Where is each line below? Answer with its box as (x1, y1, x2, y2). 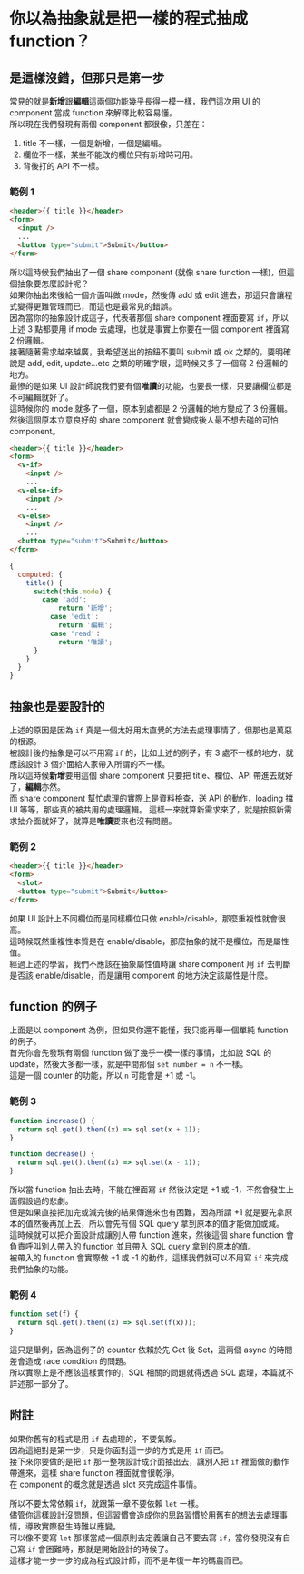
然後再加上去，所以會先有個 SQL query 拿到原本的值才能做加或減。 (33, 1219, 284, 1230)
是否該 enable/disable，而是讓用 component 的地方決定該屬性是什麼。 (9, 970, 273, 981)
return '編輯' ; (57, 621, 113, 630)
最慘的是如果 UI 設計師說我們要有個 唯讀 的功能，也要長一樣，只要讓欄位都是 (9, 380, 293, 391)
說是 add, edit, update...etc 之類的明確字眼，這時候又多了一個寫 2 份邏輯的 (9, 357, 289, 368)
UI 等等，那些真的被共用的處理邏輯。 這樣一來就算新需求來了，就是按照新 (9, 803, 285, 814)
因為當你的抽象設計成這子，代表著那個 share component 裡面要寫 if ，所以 (9, 312, 289, 323)
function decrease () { (9, 1150, 95, 1159)
